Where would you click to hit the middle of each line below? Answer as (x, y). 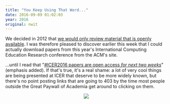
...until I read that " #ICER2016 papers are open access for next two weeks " (84, 65)
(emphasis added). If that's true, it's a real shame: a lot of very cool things (83, 70)
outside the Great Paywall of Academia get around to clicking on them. (80, 87)
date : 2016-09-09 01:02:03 (34, 15)
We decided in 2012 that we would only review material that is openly (78, 39)
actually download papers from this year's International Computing (76, 49)
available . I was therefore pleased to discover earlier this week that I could (84, 44)
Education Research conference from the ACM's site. (62, 55)
